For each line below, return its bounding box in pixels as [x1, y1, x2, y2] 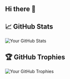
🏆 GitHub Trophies [5, 53, 66, 61]
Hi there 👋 [5, 5, 36, 13]
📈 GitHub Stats [5, 22, 53, 31]
